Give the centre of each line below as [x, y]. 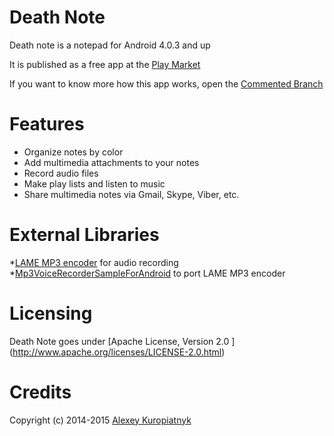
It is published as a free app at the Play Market [105, 64]
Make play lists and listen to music [94, 183]
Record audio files [61, 173]
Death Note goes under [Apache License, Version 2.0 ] [122, 341]
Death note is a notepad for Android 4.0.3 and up [110, 45]
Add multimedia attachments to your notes [111, 162]
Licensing [51, 313]
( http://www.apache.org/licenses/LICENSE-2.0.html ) [117, 352]
